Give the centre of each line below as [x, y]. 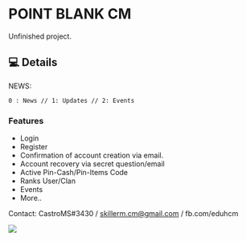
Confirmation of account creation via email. [92, 155]
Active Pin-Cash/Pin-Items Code [74, 173]
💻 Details [33, 62]
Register [34, 147]
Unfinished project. [40, 36]
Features [26, 120]
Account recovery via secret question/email [92, 164]
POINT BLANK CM [70, 14]
